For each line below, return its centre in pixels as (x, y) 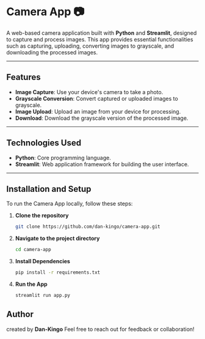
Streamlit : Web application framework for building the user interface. (102, 164)
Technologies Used (44, 143)
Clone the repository (42, 216)
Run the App (31, 284)
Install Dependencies (42, 261)
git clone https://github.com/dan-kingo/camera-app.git (88, 227)
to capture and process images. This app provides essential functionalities (100, 39)
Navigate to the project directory (57, 238)
